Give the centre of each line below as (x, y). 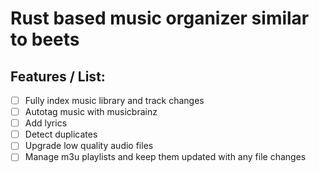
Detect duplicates (61, 134)
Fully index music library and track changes (114, 100)
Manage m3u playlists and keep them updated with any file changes (165, 157)
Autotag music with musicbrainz (91, 112)
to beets (45, 39)
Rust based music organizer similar (160, 18)
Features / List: (58, 76)
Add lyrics (46, 123)
